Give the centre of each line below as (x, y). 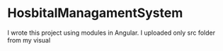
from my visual (29, 40)
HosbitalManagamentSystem (95, 13)
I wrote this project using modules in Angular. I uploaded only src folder (111, 33)
